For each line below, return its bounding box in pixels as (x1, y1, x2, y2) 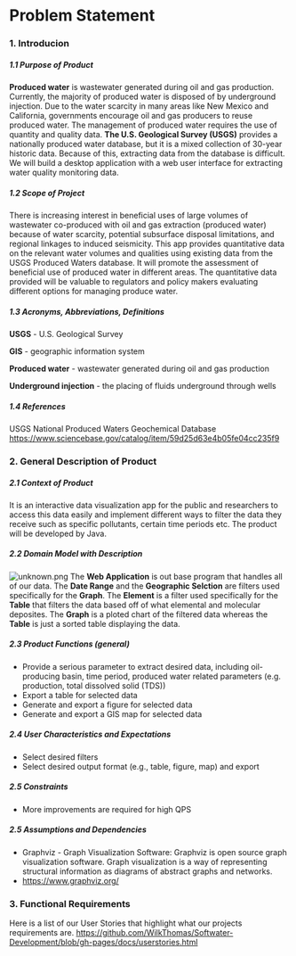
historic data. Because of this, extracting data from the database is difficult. (9, 148, 286, 159)
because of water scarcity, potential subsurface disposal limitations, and (9, 229, 275, 240)
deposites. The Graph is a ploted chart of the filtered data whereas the (9, 608, 268, 620)
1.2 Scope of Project (9, 187, 85, 198)
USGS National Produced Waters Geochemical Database (9, 423, 217, 433)
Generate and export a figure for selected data (21, 699, 193, 710)
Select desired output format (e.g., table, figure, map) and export (21, 761, 260, 771)
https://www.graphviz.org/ (21, 875, 120, 886)
